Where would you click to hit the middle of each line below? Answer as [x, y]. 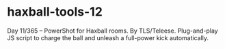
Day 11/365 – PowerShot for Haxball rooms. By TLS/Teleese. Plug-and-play [112, 31]
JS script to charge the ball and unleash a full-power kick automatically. [108, 37]
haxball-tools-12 [55, 12]
